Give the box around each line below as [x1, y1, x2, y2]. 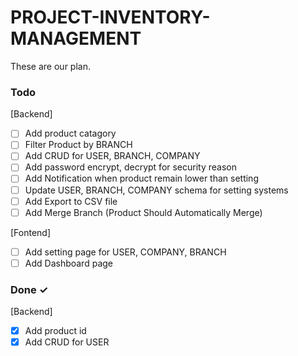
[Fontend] [10, 226, 52, 238]
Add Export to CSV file [24, 195, 118, 207]
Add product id [24, 325, 87, 337]
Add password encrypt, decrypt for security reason [24, 161, 238, 173]
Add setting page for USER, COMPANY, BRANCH [24, 246, 227, 258]
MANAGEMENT [10, 27, 142, 50]
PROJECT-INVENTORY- [10, 6, 211, 29]
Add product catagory [24, 127, 117, 140]
